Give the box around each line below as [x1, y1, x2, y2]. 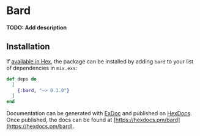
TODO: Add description [6, 24, 67, 31]
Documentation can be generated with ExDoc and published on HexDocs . [6, 110, 192, 117]
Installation [6, 41, 50, 52]
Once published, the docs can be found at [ [6, 116, 116, 124]
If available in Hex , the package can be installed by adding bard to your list [6, 57, 194, 65]
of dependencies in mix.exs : [6, 64, 78, 71]
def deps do [6, 76, 37, 82]
